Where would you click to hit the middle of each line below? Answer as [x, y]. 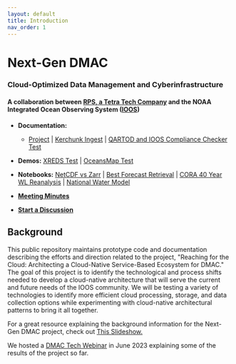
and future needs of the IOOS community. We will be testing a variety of [113, 287]
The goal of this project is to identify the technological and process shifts [115, 272]
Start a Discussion [45, 209]
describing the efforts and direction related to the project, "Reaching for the [118, 257]
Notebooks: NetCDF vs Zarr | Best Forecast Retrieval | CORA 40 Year [120, 174]
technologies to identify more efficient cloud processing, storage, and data [117, 295]
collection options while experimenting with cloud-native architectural [110, 302]
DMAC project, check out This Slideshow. [82, 331]
